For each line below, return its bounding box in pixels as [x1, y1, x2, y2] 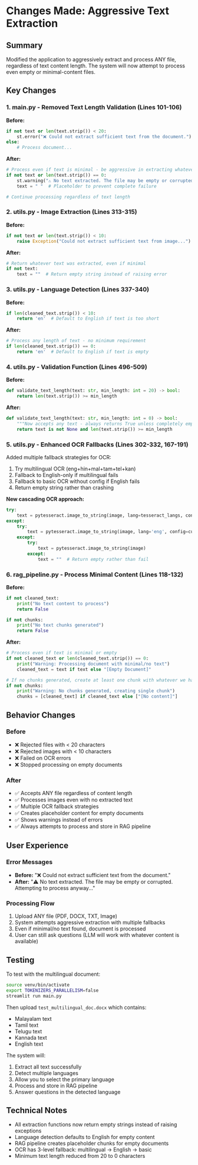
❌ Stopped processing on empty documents [14, 761, 123, 768]
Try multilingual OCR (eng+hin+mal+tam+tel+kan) [14, 465, 136, 472]
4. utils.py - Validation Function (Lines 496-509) [6, 362, 147, 371]
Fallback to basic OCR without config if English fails [14, 478, 140, 485]
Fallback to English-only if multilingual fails [14, 471, 119, 478]
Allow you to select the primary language [14, 1076, 115, 1083]
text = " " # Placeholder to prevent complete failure [16, 183, 157, 189]
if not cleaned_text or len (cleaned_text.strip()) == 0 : [6, 655, 149, 661]
